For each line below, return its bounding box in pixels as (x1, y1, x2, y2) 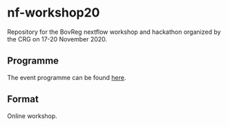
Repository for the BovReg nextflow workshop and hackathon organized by (7, 28, 221, 36)
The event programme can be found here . (7, 73, 126, 81)
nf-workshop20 (7, 5, 100, 21)
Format (7, 93, 39, 105)
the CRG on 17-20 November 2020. (7, 35, 108, 43)
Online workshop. (7, 112, 57, 120)
